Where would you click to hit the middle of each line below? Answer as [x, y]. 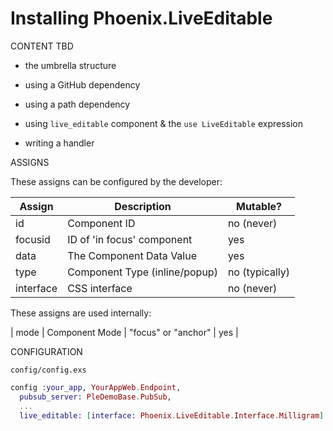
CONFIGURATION [46, 351]
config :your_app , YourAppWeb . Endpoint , [96, 387]
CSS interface [100, 288]
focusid [33, 239]
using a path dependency [77, 104]
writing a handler [59, 143]
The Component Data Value [132, 255]
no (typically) [259, 272]
